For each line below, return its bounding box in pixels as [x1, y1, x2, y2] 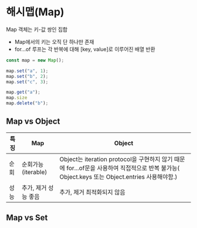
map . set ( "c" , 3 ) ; [6, 79, 49, 85]
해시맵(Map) [6, 5, 64, 19]
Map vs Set [6, 213, 48, 223]
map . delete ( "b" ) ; [6, 100, 49, 106]
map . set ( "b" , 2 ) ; [6, 73, 49, 79]
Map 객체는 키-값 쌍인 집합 [6, 26, 68, 33]
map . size [6, 95, 28, 101]
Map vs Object [6, 117, 60, 127]
